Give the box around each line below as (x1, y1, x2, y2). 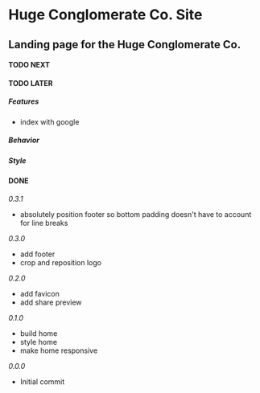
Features (8, 96, 39, 106)
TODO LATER (8, 78, 54, 88)
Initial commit (19, 376, 65, 387)
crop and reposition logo (19, 257, 102, 267)
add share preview (19, 297, 82, 307)
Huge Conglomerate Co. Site (8, 6, 203, 24)
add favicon (19, 289, 60, 298)
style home (19, 337, 58, 346)
